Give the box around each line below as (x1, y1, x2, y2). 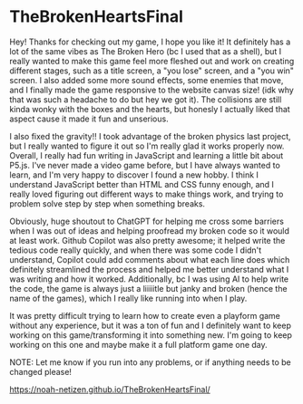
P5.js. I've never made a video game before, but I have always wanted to (9, 159, 281, 170)
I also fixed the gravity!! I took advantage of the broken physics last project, (9, 130, 292, 141)
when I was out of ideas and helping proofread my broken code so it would (9, 225, 290, 236)
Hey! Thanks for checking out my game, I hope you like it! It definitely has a (9, 36, 291, 47)
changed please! (9, 366, 73, 377)
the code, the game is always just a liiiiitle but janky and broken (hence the (9, 283, 288, 293)
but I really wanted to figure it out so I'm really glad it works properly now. (9, 140, 285, 151)
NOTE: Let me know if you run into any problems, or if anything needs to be (9, 356, 292, 368)
